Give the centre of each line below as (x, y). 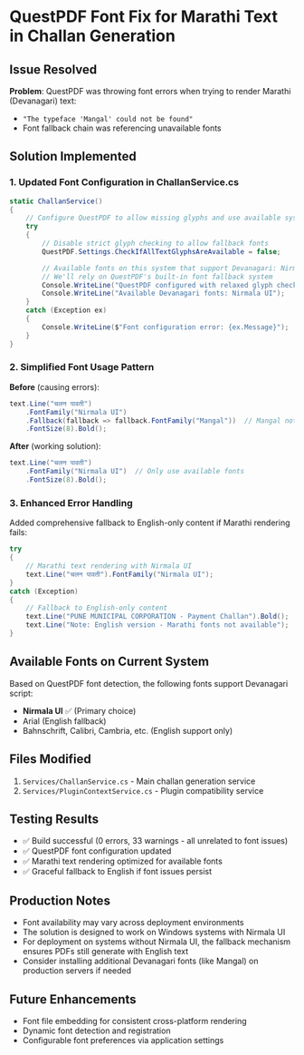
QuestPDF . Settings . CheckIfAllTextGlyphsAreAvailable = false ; (161, 251)
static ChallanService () (56, 201)
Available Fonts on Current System (109, 662)
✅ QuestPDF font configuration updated (97, 851)
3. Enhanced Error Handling (71, 503)
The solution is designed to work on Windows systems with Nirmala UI (154, 933)
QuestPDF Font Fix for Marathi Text (144, 17)
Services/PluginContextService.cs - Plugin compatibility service (143, 790)
